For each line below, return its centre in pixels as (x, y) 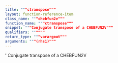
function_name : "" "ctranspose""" (39, 23)
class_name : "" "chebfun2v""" (35, 19)
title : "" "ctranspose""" (30, 10)
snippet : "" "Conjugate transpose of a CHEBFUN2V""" (59, 28)
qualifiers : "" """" (25, 32)
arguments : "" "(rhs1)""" (30, 42)
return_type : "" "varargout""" (36, 37)
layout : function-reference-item (39, 14)
